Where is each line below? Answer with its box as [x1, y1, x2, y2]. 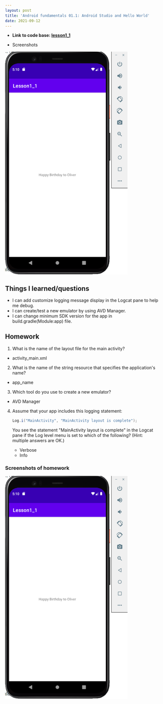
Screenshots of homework [5, 464, 70, 471]
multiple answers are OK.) [12, 437, 65, 443]
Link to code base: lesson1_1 [12, 32, 71, 38]
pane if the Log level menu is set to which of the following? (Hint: [12, 432, 143, 438]
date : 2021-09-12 [5, 18, 41, 23]
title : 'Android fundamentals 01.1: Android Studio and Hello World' [5, 13, 150, 18]
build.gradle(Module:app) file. [12, 318, 72, 324]
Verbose [19, 447, 37, 453]
